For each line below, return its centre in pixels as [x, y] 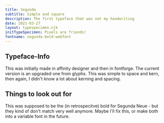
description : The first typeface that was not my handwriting [70, 19]
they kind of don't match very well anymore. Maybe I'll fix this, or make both [82, 111]
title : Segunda [21, 10]
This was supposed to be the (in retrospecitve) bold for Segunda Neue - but [82, 106]
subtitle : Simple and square [35, 14]
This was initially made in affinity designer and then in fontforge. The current [82, 68]
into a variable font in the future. [37, 116]
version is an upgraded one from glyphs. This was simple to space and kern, [82, 73]
